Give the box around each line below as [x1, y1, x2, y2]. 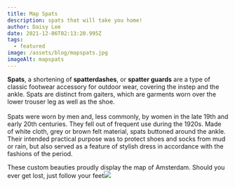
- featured [13, 43, 46, 50]
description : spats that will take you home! [7, 17, 142, 24]
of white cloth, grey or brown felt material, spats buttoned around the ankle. [7, 127, 226, 135]
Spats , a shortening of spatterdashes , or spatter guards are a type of [7, 75, 210, 83]
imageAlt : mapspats [7, 56, 65, 63]
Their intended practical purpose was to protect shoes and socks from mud [7, 134, 226, 143]
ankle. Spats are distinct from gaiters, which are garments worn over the [7, 90, 216, 98]
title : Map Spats [7, 10, 58, 18]
